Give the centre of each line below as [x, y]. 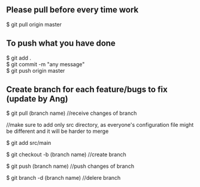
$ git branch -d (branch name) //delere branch [63, 178]
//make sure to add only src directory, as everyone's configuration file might [100, 125]
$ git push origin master [36, 70]
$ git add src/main [29, 143]
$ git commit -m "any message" [46, 64]
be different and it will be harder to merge [57, 131]
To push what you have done [61, 44]
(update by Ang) [37, 99]
